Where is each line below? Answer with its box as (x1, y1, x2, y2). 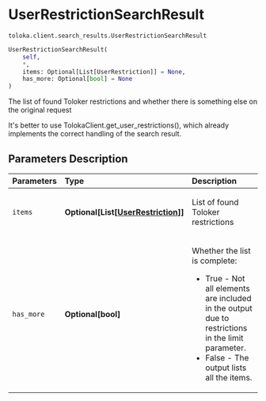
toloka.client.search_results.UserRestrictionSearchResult (8, 32, 207, 40)
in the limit (205, 333, 244, 343)
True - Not (205, 273, 245, 284)
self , (22, 53, 41, 61)
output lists (205, 362, 247, 373)
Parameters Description (8, 152, 128, 166)
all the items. (205, 372, 253, 383)
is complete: (192, 255, 237, 266)
